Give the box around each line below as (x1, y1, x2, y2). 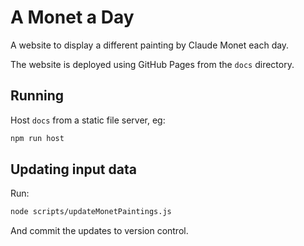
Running (10, 87, 65, 105)
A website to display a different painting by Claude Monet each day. (10, 39, 290, 51)
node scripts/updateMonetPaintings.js (10, 207, 172, 217)
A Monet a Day (10, 6, 135, 29)
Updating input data (10, 161, 137, 178)
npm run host (10, 133, 65, 143)
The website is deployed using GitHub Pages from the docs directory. (10, 58, 295, 70)
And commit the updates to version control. (10, 225, 189, 237)
